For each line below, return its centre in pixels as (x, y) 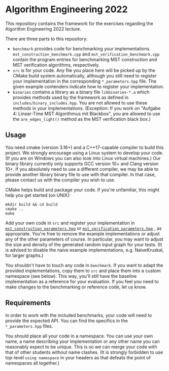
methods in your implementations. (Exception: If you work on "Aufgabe (87, 108)
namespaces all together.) (32, 363)
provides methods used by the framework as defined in (71, 97)
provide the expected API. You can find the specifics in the (66, 321)
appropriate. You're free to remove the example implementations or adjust (82, 233)
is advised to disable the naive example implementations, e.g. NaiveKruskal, (84, 250)
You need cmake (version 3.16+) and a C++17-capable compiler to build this (84, 147)
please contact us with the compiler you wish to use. (60, 180)
